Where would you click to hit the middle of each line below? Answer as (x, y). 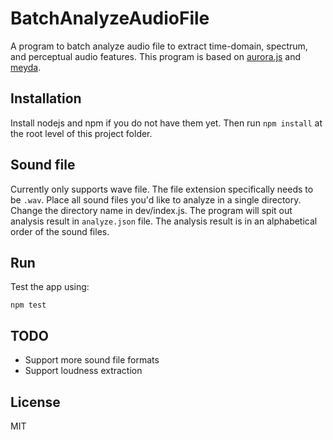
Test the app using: (50, 287)
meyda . (26, 67)
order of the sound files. (60, 231)
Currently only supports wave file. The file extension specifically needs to (162, 189)
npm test (28, 305)
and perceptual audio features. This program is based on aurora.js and (156, 56)
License (35, 402)
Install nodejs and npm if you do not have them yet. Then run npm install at (166, 123)
